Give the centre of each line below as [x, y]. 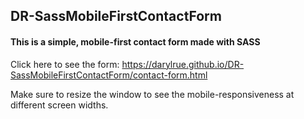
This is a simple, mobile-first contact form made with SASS [135, 41]
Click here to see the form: [65, 64]
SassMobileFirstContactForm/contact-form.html [109, 75]
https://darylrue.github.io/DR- [183, 64]
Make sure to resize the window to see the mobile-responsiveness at [152, 94]
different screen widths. [59, 105]
